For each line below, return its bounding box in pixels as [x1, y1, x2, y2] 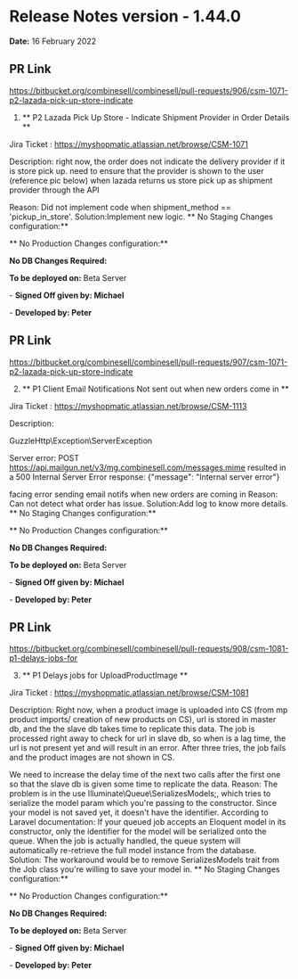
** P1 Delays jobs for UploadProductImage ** [21, 670, 189, 681]
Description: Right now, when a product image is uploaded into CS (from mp [9, 704, 288, 715]
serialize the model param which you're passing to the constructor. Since [9, 798, 278, 809]
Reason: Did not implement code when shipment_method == [9, 202, 231, 212]
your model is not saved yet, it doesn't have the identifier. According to [9, 807, 269, 818]
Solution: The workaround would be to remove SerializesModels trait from [9, 854, 280, 866]
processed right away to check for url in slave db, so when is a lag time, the [9, 733, 286, 744]
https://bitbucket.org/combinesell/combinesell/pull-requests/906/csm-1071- [9, 85, 289, 95]
